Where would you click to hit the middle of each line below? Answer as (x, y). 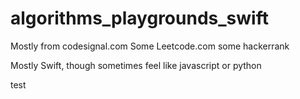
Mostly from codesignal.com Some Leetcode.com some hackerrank (150, 46)
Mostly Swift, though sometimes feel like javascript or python (136, 65)
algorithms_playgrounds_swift (139, 18)
